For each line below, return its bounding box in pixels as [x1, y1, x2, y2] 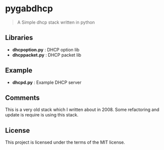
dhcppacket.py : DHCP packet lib [12, 52, 82, 58]
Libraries [5, 34, 33, 42]
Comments [5, 93, 40, 102]
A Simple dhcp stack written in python [17, 19, 95, 25]
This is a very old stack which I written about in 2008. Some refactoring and [5, 107, 160, 112]
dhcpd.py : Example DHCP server [12, 79, 82, 85]
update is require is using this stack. [5, 112, 79, 118]
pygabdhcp [5, 3, 53, 14]
